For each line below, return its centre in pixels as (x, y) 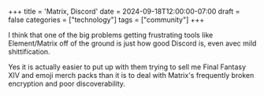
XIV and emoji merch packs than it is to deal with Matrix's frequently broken (131, 75)
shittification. (29, 52)
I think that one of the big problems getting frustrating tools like (111, 35)
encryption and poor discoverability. (67, 83)
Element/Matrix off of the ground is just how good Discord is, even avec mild (132, 43)
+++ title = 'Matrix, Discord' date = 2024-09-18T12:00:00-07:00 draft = (124, 11)
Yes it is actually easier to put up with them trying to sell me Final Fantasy (127, 67)
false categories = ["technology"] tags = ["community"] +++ (106, 20)
